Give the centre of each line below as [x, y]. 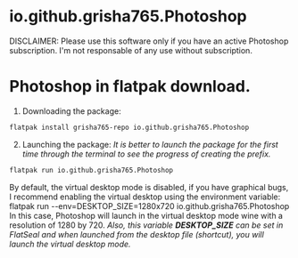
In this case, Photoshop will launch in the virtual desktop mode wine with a [146, 215]
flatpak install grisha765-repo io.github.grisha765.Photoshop [129, 127]
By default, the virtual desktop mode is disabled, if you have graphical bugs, [149, 187]
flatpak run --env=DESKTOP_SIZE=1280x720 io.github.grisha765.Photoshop [149, 206]
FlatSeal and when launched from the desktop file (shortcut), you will [137, 234]
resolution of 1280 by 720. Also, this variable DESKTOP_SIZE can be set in [146, 225]
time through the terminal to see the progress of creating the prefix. [146, 154]
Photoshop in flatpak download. [130, 87]
